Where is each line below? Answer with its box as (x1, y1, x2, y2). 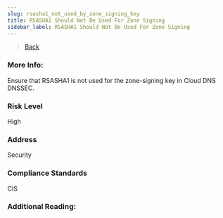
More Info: (7, 60, 44, 70)
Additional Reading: (7, 202, 77, 212)
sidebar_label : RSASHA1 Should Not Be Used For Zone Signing (7, 23, 191, 30)
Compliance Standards (7, 168, 88, 178)
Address (7, 134, 37, 144)
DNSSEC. (7, 84, 35, 92)
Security (7, 150, 32, 159)
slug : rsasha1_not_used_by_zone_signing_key (7, 10, 140, 18)
